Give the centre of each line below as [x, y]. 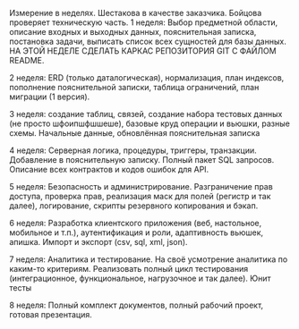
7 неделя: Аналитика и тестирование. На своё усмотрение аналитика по [149, 259]
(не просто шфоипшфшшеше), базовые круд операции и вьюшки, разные [150, 123]
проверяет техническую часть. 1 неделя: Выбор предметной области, [144, 22]
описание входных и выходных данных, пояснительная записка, [133, 32]
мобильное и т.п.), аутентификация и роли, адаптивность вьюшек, [137, 232]
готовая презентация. [51, 315]
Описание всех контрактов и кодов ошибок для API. [109, 169]
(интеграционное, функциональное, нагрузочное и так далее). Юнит [140, 278]
